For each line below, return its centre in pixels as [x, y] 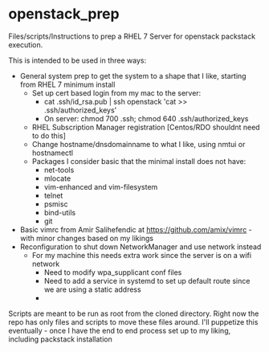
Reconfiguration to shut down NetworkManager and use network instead [141, 247]
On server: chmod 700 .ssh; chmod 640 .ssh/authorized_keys [146, 118]
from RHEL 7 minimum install [67, 84]
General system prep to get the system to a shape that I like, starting [133, 76]
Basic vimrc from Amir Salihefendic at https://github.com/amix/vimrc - [136, 229]
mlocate [57, 178]
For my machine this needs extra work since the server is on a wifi [141, 255]
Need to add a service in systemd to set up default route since [147, 280]
